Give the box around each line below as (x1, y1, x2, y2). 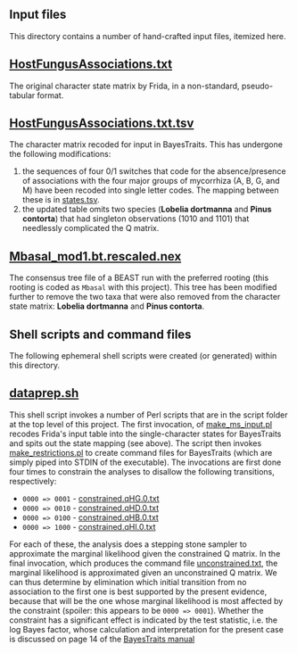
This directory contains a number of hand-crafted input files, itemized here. (9, 30, 286, 41)
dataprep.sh (9, 385, 79, 401)
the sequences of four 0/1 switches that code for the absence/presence (21, 166, 287, 177)
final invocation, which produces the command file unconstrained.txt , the (9, 558, 278, 568)
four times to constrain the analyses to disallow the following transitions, (9, 466, 275, 476)
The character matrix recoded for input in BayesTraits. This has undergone (9, 139, 284, 150)
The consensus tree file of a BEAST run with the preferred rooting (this (9, 272, 269, 284)
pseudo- (241, 80, 274, 91)
